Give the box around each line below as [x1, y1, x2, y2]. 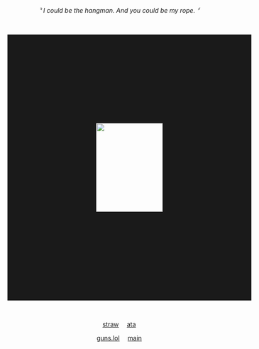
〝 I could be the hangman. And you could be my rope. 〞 [35, 6, 204, 14]
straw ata [102, 320, 136, 328]
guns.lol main [97, 334, 142, 342]
